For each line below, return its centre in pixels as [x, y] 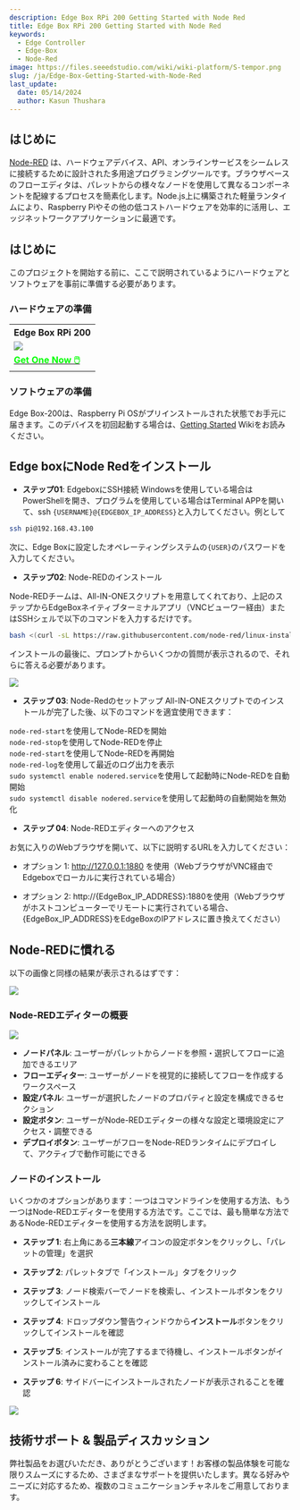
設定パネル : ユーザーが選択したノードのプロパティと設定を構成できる [149, 1098]
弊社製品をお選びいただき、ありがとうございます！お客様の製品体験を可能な [150, 1463]
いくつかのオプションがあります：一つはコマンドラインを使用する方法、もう [150, 1200]
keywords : [28, 34]
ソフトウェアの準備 [50, 392]
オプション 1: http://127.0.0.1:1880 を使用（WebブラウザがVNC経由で [148, 866]
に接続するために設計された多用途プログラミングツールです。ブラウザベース [150, 174]
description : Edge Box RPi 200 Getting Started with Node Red [127, 17]
